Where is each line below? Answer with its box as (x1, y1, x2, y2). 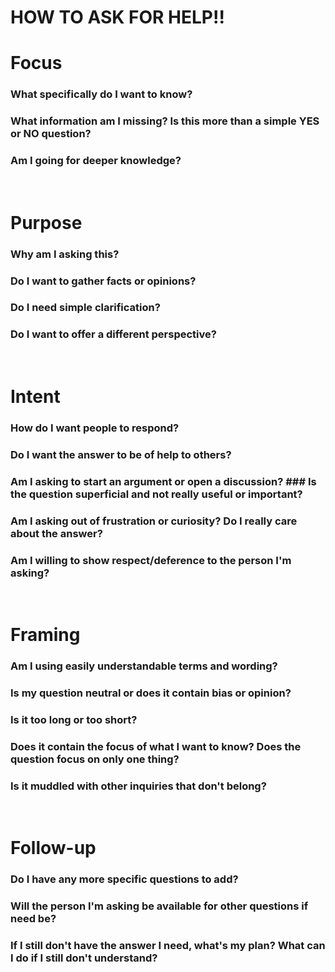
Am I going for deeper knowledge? (10, 154, 182, 168)
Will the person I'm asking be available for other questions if (10, 899, 309, 913)
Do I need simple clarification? (10, 301, 161, 315)
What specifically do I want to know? (10, 87, 193, 101)
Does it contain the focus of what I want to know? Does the (10, 739, 302, 753)
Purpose (10, 211, 83, 234)
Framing (10, 624, 81, 646)
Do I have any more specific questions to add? (10, 872, 239, 886)
